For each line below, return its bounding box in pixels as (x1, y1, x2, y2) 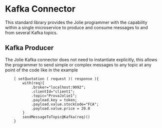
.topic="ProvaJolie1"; (31, 93, 77, 98)
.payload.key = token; (31, 97, 77, 102)
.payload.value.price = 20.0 (31, 106, 90, 111)
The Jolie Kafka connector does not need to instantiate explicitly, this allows (5, 57, 158, 63)
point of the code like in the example (5, 67, 78, 73)
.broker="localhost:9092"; (31, 85, 86, 90)
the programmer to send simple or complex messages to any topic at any (5, 62, 152, 67)
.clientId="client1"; (31, 89, 75, 94)
